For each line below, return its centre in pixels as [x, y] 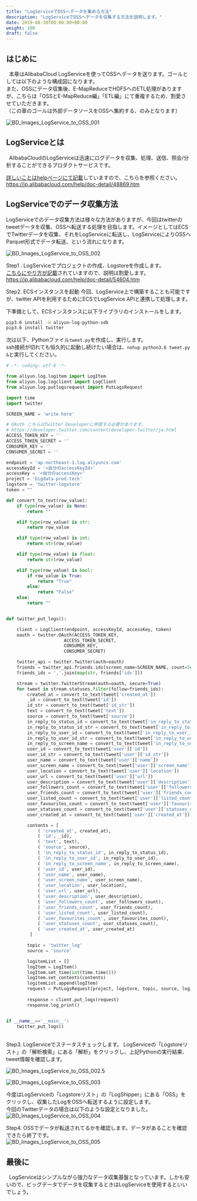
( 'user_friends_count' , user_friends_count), [95, 907]
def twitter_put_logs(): [36, 619]
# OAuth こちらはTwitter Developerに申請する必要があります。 [76, 425]
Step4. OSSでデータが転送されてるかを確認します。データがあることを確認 [97, 1128]
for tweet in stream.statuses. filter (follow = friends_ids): [90, 689]
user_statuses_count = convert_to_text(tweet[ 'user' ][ [96, 809]
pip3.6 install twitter [35, 328]
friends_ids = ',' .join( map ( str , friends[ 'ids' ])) [80, 673]
